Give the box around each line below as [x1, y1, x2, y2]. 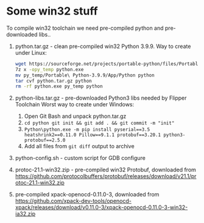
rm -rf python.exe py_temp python [15, 83, 103, 89]
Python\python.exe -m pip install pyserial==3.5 [24, 126, 150, 133]
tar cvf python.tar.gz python [15, 78, 93, 84]
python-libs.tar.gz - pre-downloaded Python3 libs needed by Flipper [15, 94, 187, 101]
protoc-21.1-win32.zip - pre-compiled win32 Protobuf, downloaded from [15, 166, 197, 174]
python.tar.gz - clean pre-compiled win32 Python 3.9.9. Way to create [15, 43, 191, 50]
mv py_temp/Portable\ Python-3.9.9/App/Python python [15, 72, 155, 78]
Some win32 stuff [6, 4, 99, 18]
